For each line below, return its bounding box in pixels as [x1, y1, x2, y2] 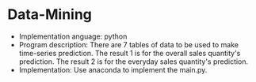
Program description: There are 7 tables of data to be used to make [18, 39, 239, 49]
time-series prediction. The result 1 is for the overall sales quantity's [18, 48, 241, 58]
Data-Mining [7, 6, 93, 24]
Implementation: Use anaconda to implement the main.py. [18, 65, 208, 74]
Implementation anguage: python [18, 32, 128, 41]
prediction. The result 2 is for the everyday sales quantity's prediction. [18, 57, 249, 66]
